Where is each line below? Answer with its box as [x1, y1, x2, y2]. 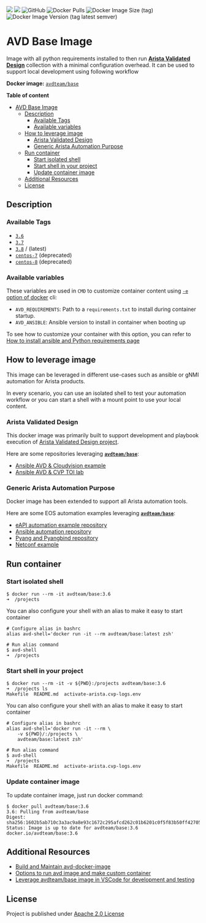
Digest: [6, 814, 26, 820]
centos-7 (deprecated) [15, 251, 72, 259]
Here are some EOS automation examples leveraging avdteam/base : [6, 510, 176, 517]
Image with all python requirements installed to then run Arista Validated [6, 55, 191, 62]
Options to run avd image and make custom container [15, 870, 151, 877]
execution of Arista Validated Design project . [6, 439, 120, 446]
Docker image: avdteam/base [6, 80, 79, 87]
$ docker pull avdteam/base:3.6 [6, 803, 89, 810]
